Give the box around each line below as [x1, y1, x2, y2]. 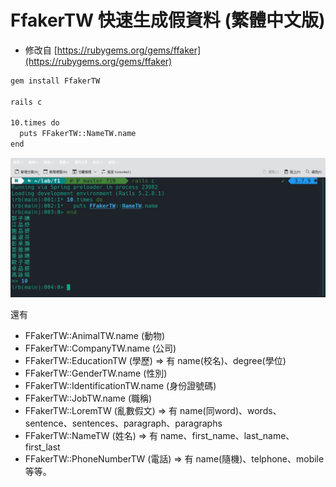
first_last [24, 441, 61, 453]
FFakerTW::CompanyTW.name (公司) [24, 342, 177, 355]
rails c [10, 97, 43, 107]
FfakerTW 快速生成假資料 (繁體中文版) [10, 9, 326, 32]
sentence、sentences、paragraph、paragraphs [24, 417, 223, 430]
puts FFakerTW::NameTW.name [19, 129, 137, 139]
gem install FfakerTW [10, 76, 101, 86]
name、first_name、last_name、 [159, 430, 295, 442]
